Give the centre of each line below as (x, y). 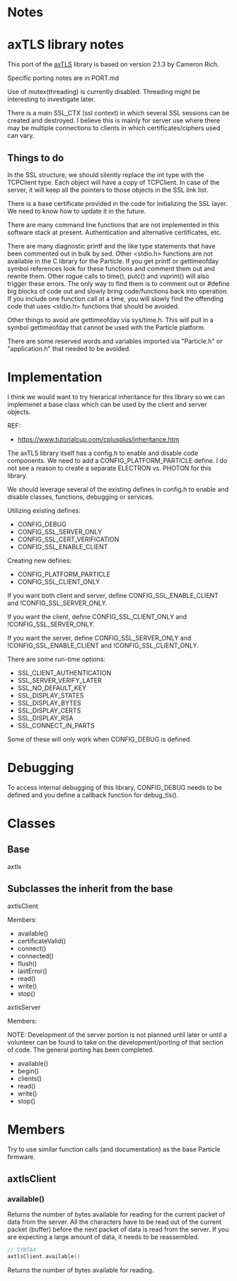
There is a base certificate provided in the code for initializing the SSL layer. (117, 203)
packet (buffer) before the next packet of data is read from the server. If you (118, 1229)
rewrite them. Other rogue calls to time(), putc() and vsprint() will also (109, 276)
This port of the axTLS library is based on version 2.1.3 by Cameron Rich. (113, 64)
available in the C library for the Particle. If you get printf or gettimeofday (113, 261)
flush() (27, 963)
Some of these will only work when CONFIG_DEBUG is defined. (100, 739)
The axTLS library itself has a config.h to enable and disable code (103, 453)
